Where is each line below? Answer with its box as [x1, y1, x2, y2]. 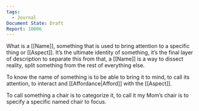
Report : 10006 [6, 25, 42, 32]
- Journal [12, 15, 36, 21]
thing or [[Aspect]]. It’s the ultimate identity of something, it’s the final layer [6, 49, 194, 56]
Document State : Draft [6, 20, 64, 26]
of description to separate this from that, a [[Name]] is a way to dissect [6, 55, 184, 62]
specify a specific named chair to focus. [6, 98, 107, 106]
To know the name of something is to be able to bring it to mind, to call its [6, 73, 190, 81]
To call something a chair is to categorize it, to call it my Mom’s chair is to [6, 92, 189, 99]
